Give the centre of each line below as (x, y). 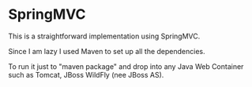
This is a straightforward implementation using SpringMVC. (104, 36)
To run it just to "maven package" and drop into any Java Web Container (126, 66)
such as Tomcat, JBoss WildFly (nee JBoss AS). (86, 74)
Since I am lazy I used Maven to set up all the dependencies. (107, 51)
